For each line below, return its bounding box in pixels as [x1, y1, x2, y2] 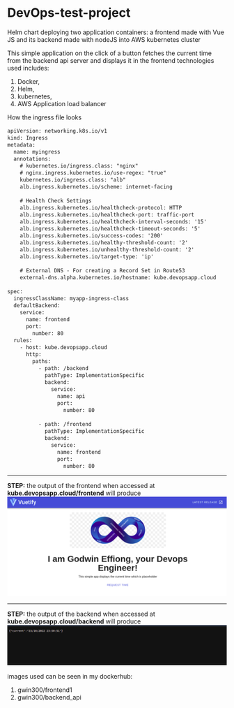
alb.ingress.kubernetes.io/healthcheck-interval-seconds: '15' [19, 218, 208, 225]
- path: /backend [38, 364, 89, 371]
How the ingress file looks [7, 113, 82, 121]
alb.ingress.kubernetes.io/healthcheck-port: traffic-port [19, 211, 195, 218]
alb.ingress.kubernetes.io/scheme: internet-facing [19, 183, 173, 190]
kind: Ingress [7, 134, 49, 141]
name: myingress [13, 148, 61, 155]
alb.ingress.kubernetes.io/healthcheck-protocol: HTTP [19, 204, 182, 211]
